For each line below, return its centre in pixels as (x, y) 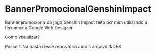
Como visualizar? (22, 37)
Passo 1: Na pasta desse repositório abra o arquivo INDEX (63, 46)
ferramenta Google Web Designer (39, 27)
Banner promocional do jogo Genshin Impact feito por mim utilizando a (76, 22)
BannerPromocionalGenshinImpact (78, 9)
